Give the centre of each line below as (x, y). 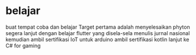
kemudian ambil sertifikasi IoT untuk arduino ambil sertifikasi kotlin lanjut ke (98, 39)
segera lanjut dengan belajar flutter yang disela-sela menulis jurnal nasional (98, 33)
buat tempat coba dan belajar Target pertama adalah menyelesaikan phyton (98, 27)
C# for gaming (23, 46)
